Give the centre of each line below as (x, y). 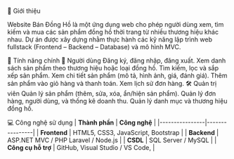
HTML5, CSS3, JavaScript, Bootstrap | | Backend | (146, 133)
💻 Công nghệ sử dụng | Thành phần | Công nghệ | (82, 122)
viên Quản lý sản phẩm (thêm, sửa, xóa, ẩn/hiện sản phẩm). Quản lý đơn (112, 94)
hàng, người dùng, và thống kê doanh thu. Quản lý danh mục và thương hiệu (117, 101)
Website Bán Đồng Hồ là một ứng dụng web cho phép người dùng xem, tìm (116, 24)
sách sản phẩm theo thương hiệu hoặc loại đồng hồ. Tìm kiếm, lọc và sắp (113, 68)
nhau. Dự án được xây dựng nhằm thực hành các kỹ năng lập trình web (110, 39)
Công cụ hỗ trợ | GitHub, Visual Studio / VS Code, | (81, 147)
